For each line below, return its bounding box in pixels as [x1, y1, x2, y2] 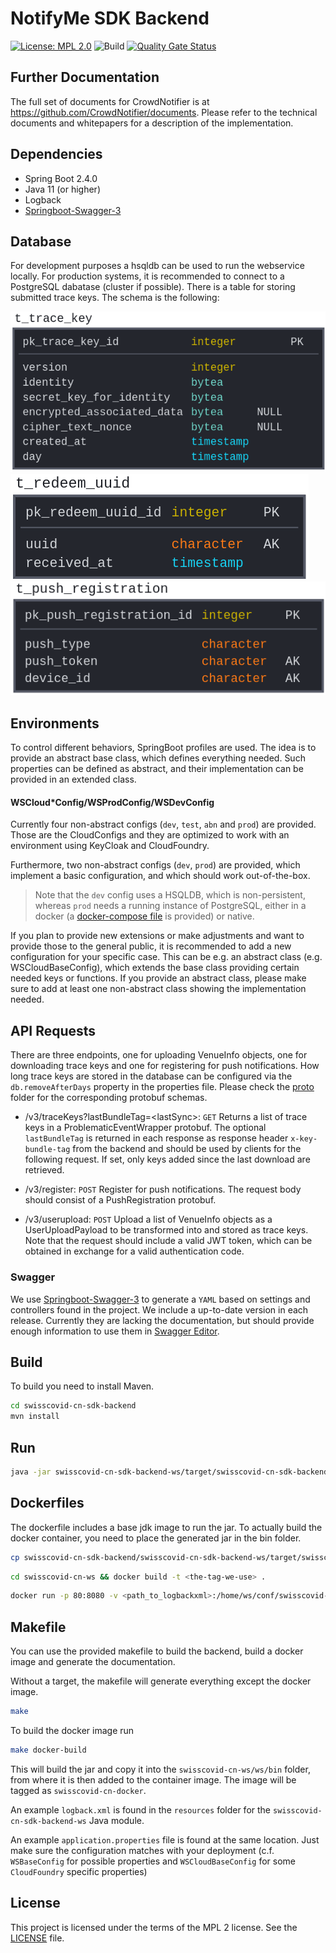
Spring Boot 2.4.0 [24, 172, 98, 184]
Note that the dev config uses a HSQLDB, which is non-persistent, [34, 889, 306, 901]
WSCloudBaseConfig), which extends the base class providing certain [10, 962, 300, 974]
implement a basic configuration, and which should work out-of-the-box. [10, 870, 311, 882]
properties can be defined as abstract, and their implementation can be [10, 763, 304, 775]
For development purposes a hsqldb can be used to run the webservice [10, 260, 305, 272]
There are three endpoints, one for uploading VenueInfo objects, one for [10, 1049, 308, 1061]
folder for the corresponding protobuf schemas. [10, 1092, 208, 1104]
